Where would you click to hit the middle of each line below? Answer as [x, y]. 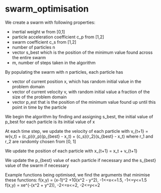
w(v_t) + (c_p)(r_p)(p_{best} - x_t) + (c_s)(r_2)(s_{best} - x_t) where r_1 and [79, 136]
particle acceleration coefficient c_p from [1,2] [58, 37]
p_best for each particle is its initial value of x [50, 122]
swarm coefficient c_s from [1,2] [44, 42]
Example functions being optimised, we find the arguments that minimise [78, 175]
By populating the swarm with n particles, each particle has [64, 72]
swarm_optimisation [47, 9]
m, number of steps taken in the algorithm [54, 63]
